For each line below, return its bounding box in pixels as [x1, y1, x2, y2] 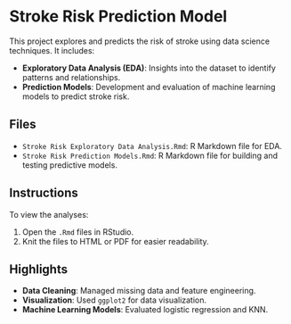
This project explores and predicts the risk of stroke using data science [9, 36, 270, 46]
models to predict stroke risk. [21, 91, 130, 102]
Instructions [9, 186, 78, 201]
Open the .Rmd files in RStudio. [21, 226, 134, 237]
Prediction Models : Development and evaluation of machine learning [21, 81, 276, 92]
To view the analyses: [9, 209, 89, 220]
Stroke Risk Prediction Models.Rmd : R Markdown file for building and [21, 150, 279, 161]
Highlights [9, 262, 69, 277]
